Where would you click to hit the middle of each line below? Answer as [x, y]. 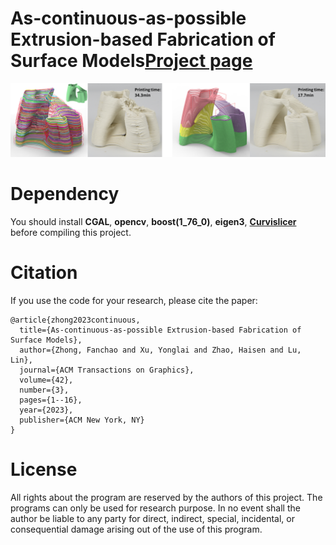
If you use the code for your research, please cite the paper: [134, 300]
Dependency [65, 194]
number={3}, [44, 390]
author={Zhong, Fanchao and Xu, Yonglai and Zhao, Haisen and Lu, [160, 350]
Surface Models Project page [131, 61]
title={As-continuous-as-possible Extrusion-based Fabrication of [160, 330]
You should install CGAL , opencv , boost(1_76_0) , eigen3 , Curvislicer [153, 221]
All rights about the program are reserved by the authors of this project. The [166, 497]
